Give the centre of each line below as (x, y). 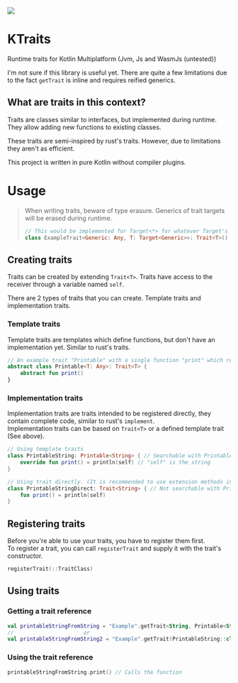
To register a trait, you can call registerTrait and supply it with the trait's (114, 548)
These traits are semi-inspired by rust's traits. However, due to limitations (114, 141)
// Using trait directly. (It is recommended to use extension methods (115, 482)
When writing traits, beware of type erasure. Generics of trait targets (125, 210)
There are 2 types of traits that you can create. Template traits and (104, 298)
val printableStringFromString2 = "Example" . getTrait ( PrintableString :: (117, 639)
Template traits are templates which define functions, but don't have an (112, 339)
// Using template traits (45, 449)
